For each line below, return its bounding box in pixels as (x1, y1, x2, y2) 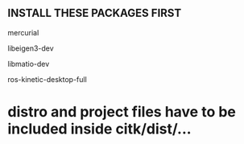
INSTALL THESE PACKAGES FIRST (7, 6, 182, 20)
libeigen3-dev (7, 43, 54, 53)
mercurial (7, 27, 39, 37)
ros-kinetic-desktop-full (7, 74, 88, 84)
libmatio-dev (7, 59, 50, 68)
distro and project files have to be (7, 103, 237, 121)
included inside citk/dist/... (7, 120, 192, 138)
